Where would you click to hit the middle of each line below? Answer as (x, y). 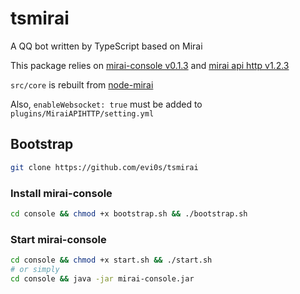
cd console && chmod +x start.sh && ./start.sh (111, 260)
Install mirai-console (61, 193)
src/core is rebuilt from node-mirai (82, 84)
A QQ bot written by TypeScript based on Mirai (106, 46)
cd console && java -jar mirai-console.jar (102, 278)
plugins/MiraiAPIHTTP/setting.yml (82, 113)
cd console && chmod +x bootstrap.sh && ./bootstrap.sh (129, 213)
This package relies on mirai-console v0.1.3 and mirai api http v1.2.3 (150, 65)
